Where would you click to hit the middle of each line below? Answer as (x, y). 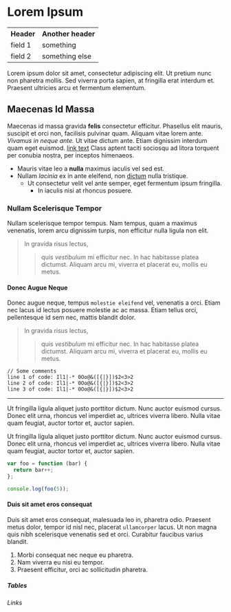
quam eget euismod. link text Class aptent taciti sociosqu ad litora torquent (113, 148)
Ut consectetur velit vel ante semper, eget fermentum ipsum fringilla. (124, 183)
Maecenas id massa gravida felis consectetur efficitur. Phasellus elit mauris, (115, 126)
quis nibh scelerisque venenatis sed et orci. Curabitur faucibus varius (105, 534)
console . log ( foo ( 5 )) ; (38, 489)
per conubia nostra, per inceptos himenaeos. (71, 155)
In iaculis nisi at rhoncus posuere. (85, 190)
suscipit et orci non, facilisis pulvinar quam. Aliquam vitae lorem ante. (105, 133)
